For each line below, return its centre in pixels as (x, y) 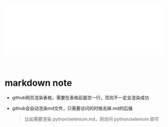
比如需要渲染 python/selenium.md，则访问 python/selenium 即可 (92, 119)
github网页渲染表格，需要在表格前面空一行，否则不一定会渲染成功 (80, 97)
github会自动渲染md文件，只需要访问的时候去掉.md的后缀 (72, 108)
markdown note (38, 83)
